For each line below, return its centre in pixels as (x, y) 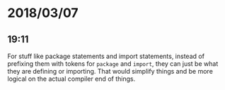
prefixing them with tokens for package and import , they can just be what (113, 64)
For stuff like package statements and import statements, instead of (106, 56)
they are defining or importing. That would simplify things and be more (110, 71)
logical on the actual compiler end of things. (71, 79)
